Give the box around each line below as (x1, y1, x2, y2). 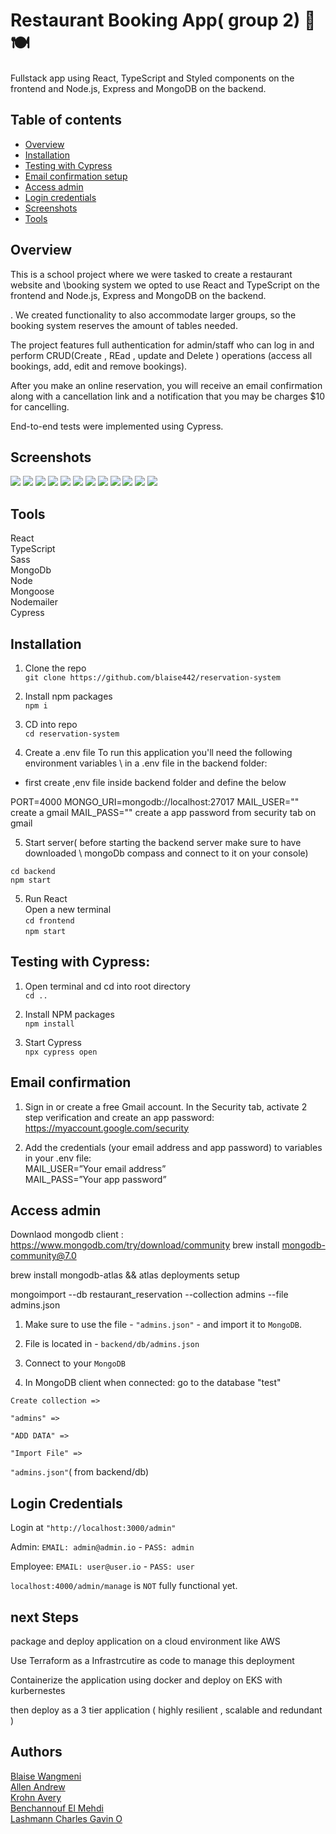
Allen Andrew (10, 1780, 66, 1793)
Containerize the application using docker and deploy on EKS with (10, 1674, 283, 1686)
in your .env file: (24, 1152, 92, 1164)
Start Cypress (24, 1036, 82, 1048)
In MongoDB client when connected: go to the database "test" (24, 1377, 282, 1389)
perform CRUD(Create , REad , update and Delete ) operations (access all (10, 349, 313, 361)
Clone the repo (24, 662, 87, 674)
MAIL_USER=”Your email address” (24, 1162, 167, 1174)
